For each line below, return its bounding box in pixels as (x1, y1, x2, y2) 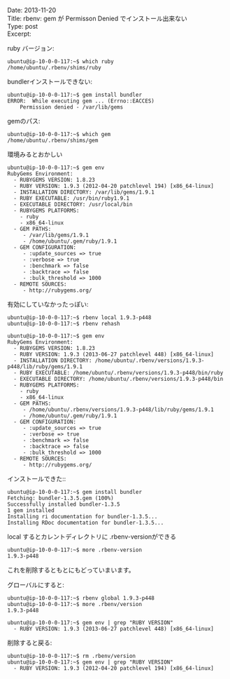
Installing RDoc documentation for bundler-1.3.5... (7, 519, 164, 526)
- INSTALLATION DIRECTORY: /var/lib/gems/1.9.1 (13, 189, 155, 196)
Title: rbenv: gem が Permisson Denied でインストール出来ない (7, 14, 187, 22)
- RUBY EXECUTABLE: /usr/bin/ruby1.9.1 (13, 195, 130, 202)
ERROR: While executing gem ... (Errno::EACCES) (7, 98, 155, 105)
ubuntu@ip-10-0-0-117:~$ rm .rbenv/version (7, 652, 136, 659)
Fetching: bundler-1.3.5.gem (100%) (7, 495, 114, 502)
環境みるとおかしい (7, 150, 63, 159)
